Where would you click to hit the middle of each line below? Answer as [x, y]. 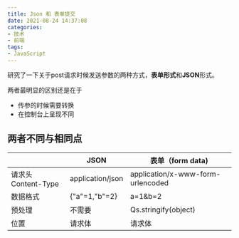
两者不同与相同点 [45, 139]
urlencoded [150, 182]
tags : [15, 47]
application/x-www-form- [176, 174]
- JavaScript [27, 54]
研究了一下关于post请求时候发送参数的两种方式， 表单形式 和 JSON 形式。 [113, 75]
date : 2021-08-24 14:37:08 [47, 21]
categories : [25, 27]
